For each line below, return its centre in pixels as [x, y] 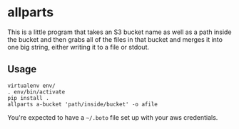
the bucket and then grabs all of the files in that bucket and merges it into [115, 39]
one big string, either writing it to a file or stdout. [78, 47]
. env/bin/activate [36, 92]
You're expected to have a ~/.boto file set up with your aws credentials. [113, 117]
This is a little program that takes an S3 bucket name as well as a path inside [119, 32]
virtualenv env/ [31, 86]
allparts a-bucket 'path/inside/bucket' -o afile [83, 104]
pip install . [29, 98]
